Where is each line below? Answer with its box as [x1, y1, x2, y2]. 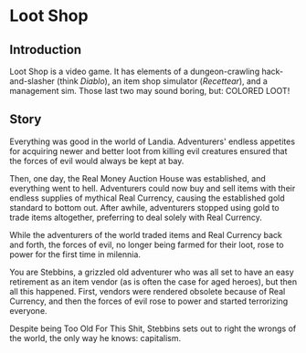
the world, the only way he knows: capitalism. [9, 332, 182, 343]
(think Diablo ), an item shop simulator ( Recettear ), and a [56, 76, 268, 87]
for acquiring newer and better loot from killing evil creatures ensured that [9, 145, 288, 156]
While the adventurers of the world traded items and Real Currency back [9, 229, 283, 240]
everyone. [9, 305, 47, 316]
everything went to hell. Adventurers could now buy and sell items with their [9, 182, 296, 193]
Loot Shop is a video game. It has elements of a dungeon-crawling [9, 66, 260, 77]
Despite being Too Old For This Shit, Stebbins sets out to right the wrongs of [9, 323, 297, 334]
